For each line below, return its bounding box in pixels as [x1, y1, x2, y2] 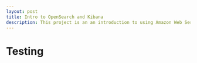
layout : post [6, 8, 38, 15]
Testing [6, 44, 44, 58]
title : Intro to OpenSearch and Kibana [6, 14, 104, 20]
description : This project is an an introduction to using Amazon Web [6, 19, 182, 25]
